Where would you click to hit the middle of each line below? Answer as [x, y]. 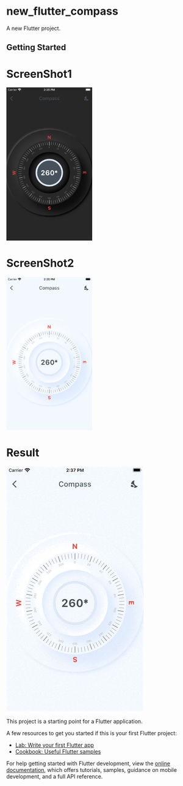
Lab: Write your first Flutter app [55, 745]
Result [23, 453]
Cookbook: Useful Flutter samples [58, 752]
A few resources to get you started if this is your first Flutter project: [91, 733]
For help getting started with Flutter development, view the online [88, 763]
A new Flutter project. [34, 28]
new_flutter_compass [63, 11]
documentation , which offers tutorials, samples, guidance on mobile [91, 770]
